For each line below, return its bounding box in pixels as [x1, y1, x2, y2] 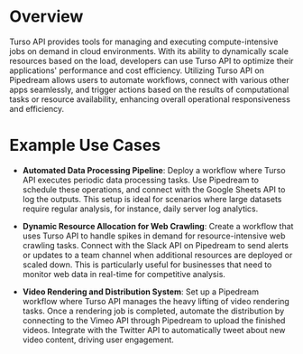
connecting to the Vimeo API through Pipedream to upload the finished [22, 314, 286, 326]
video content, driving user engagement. [22, 334, 174, 345]
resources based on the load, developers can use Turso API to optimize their [9, 55, 294, 66]
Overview [9, 6, 84, 27]
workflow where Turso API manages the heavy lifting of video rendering [22, 295, 290, 306]
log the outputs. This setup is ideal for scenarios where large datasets [22, 193, 282, 204]
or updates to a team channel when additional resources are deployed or [22, 249, 293, 260]
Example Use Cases [9, 135, 161, 155]
